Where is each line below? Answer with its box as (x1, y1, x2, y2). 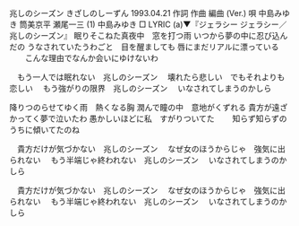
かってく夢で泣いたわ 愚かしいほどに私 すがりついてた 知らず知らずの (9, 113, 287, 124)
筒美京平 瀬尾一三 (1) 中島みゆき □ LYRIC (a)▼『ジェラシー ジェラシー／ (19, 19, 287, 30)
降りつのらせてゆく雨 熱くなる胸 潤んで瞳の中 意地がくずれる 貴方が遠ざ (9, 102, 288, 112)
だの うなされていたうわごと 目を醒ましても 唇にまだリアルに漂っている (9, 41, 279, 52)
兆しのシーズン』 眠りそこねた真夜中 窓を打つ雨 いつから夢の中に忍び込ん (9, 30, 288, 40)
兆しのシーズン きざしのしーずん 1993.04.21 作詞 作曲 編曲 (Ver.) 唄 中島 (9, 8, 275, 18)
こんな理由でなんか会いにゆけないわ (24, 53, 158, 63)
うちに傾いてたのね (9, 125, 81, 135)
